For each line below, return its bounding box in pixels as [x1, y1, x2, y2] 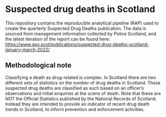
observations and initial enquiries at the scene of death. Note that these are [5, 90, 161, 96]
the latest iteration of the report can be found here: [5, 36, 110, 42]
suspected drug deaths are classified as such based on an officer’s [5, 85, 144, 91]
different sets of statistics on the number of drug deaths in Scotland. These [5, 79, 160, 85]
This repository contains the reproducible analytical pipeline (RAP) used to [5, 20, 159, 26]
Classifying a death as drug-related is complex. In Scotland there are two [5, 74, 156, 80]
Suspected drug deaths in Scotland [5, 3, 155, 15]
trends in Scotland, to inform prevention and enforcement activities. [5, 106, 145, 112]
